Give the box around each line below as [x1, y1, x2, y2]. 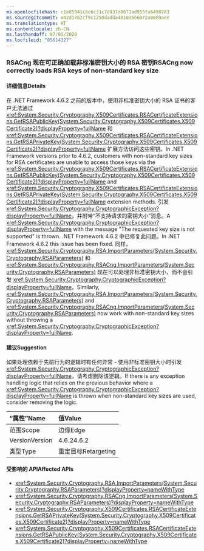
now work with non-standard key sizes [97, 310, 194, 317]
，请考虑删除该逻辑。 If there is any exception [72, 372, 185, 380]
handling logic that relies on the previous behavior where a [6, 379, 153, 386]
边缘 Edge [58, 426, 86, 434]
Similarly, [76, 284, 100, 291]
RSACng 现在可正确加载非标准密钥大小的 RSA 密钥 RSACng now [6, 58, 193, 67]
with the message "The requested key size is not [72, 225, 195, 233]
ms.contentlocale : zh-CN [6, 26, 69, 32]
